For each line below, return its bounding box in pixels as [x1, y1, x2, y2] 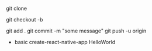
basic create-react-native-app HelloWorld [14, 39, 116, 45]
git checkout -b [6, 16, 43, 23]
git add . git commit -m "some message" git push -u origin [6, 27, 147, 34]
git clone [6, 5, 27, 12]
